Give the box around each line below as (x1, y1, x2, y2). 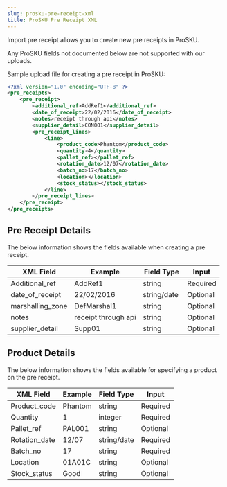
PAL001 (62, 423, 89, 433)
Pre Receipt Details (7, 224, 91, 236)
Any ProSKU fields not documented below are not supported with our (7, 49, 206, 57)
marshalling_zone (10, 301, 68, 310)
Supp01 (74, 324, 101, 333)
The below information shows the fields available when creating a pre (7, 243, 206, 251)
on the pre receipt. (7, 373, 60, 381)
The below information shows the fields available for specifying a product (7, 365, 217, 374)
